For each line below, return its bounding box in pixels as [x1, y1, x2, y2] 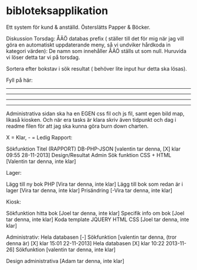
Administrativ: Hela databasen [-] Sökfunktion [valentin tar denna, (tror [6, 234, 177, 241]
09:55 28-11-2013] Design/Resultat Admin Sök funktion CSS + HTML [6, 151, 172, 158]
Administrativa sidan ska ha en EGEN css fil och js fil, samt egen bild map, [6, 110, 185, 117]
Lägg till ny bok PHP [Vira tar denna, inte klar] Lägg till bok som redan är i [6, 181, 184, 188]
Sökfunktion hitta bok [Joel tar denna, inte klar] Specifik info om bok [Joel [6, 209, 185, 216]
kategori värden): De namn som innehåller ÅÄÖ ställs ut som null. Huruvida [6, 47, 186, 54]
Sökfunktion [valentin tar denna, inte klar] [15, 246, 116, 253]
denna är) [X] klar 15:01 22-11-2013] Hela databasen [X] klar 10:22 [6, 239, 165, 246]
